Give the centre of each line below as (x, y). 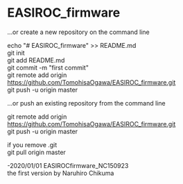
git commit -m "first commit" (48, 67)
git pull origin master (36, 152)
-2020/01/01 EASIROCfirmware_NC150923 (68, 165)
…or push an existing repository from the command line (86, 103)
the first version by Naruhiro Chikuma (61, 173)
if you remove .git (32, 144)
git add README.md (36, 60)
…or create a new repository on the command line (79, 32)
